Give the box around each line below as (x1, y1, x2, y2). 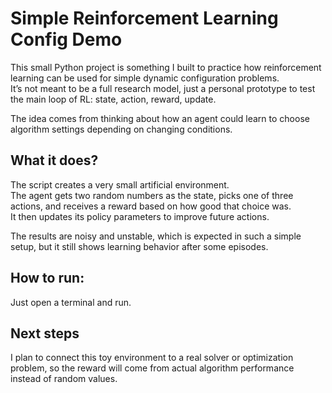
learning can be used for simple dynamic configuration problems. (10, 72, 280, 84)
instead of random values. (10, 373, 118, 385)
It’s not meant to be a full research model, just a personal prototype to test (10, 82, 316, 94)
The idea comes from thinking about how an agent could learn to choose (10, 112, 310, 124)
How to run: (10, 270, 85, 287)
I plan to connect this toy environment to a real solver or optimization (10, 352, 294, 364)
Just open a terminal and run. (10, 296, 132, 308)
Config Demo (10, 28, 123, 51)
